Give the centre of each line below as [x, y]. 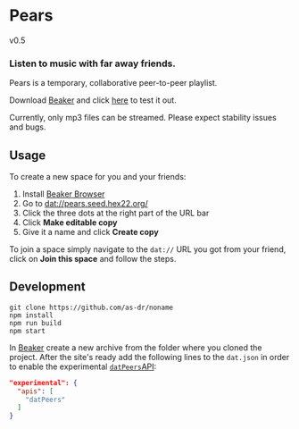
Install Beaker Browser [63, 194]
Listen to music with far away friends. [92, 63]
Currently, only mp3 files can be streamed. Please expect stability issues [143, 118]
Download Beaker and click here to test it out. [93, 100]
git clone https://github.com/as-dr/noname [91, 307]
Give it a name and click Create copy [90, 232]
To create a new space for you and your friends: [98, 177]
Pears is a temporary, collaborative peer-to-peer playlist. [113, 83]
